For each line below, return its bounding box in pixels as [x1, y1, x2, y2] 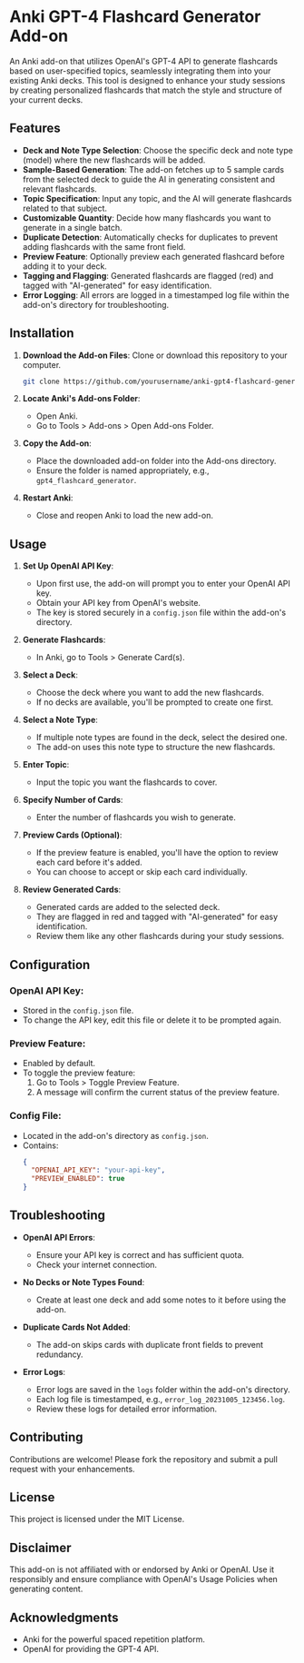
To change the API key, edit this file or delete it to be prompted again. [22, 1015, 281, 1025]
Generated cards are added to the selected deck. [35, 902, 221, 913]
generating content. [9, 1583, 83, 1595]
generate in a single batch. [22, 222, 123, 233]
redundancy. [35, 1349, 83, 1360]
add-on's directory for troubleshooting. [22, 299, 170, 310]
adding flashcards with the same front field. [22, 241, 186, 252]
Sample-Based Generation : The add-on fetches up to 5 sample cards [22, 163, 284, 174]
